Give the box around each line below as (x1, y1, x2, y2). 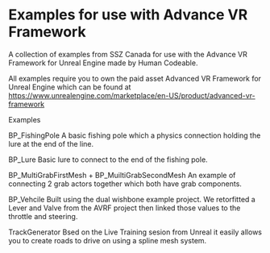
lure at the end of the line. (8, 139, 94, 148)
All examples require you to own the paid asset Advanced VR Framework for (8, 73, 262, 83)
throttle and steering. (8, 211, 78, 221)
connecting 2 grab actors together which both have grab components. (8, 179, 242, 189)
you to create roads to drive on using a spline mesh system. (8, 235, 207, 245)
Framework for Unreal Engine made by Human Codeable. (8, 58, 198, 68)
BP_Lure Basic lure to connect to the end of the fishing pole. (8, 155, 208, 164)
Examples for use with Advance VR (8, 6, 248, 24)
